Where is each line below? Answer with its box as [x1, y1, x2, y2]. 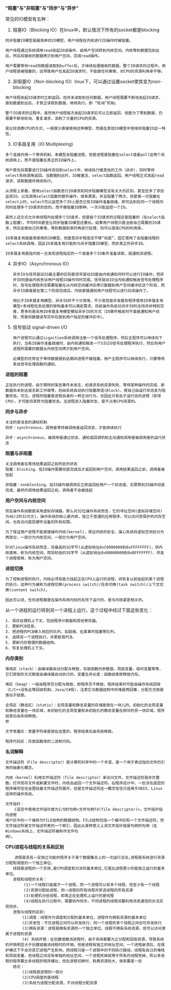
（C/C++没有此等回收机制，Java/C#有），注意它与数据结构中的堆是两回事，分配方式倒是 [5, 687, 164, 692]
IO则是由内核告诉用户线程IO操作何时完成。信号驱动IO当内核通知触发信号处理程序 [16, 277, 163, 282]
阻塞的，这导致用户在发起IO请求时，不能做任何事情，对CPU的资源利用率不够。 [24, 69, 165, 74]
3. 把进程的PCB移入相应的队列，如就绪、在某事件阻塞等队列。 [5, 629, 118, 634]
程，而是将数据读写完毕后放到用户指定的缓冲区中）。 [12, 315, 106, 320]
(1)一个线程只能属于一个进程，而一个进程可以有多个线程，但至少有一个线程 [23, 882, 160, 887]
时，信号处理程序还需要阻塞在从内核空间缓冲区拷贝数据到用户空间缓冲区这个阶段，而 [12, 283, 165, 288]
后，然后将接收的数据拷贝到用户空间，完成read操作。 [5, 53, 102, 59]
